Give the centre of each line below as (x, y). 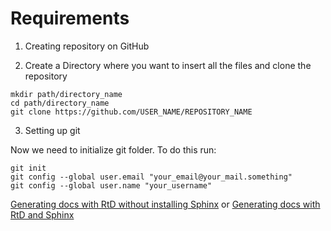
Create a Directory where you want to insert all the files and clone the (168, 65)
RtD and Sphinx (42, 214)
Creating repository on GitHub (87, 46)
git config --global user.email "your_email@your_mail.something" (151, 177)
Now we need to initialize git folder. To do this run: (113, 149)
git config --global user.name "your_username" (111, 185)
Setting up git (52, 130)
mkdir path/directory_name (66, 94)
